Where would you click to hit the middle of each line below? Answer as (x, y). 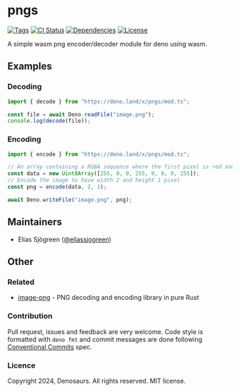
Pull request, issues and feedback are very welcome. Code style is (105, 331)
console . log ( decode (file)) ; (49, 121)
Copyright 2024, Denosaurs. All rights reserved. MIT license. (96, 381)
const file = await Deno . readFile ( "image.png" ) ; (81, 114)
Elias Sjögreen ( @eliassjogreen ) (65, 239)
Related (21, 282)
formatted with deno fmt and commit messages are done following (105, 339)
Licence (21, 365)
